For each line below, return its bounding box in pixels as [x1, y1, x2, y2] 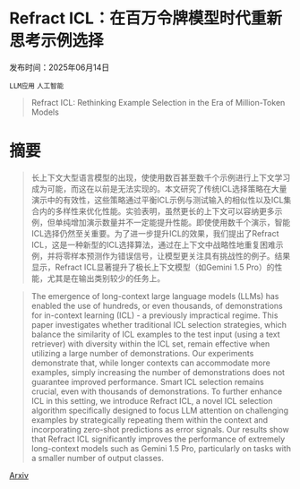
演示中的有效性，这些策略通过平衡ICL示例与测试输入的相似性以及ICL [30, 194, 284, 205]
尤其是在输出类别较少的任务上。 [47, 272, 166, 283]
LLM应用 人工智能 [9, 81, 64, 90]
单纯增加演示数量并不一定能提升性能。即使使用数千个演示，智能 [55, 217, 291, 227]
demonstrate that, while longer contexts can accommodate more [30, 357, 270, 368]
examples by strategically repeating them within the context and [30, 414, 269, 425]
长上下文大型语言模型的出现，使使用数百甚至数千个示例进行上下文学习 [30, 172, 291, 183]
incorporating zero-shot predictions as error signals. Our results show [30, 424, 289, 434]
